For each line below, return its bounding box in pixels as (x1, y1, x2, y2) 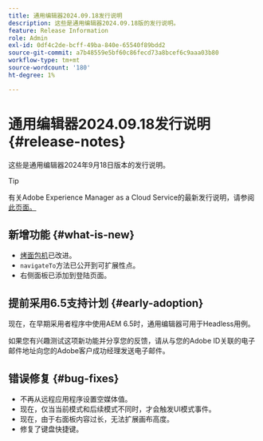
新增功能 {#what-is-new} (8, 228, 135, 241)
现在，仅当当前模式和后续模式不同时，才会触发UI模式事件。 (19, 404, 216, 414)
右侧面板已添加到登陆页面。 (19, 271, 112, 280)
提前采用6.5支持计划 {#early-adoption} (8, 296, 204, 310)
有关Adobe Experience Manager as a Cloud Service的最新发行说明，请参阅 (8, 193, 255, 202)
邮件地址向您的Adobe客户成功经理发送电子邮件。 (8, 346, 170, 356)
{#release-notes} (8, 133, 126, 150)
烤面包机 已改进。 (19, 251, 77, 260)
